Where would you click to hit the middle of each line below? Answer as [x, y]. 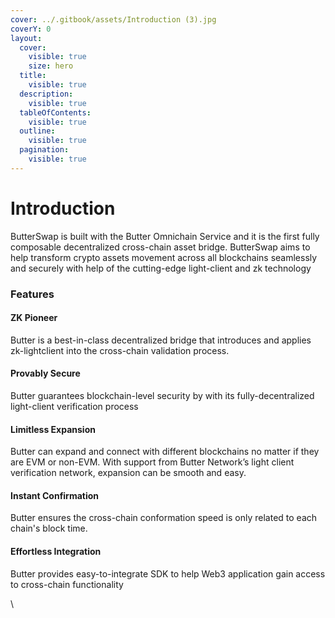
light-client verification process [74, 407]
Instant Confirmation [55, 495]
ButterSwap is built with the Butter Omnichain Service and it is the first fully [165, 236]
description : [46, 94]
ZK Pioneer [34, 318]
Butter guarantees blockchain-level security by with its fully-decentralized [162, 396]
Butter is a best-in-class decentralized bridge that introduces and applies [161, 340]
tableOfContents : [55, 112]
